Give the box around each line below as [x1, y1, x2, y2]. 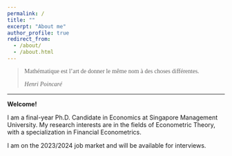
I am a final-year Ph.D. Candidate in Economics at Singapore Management [7, 113, 218, 121]
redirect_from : [7, 36, 51, 43]
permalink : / [7, 10, 45, 17]
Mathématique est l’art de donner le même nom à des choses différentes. [23, 67, 200, 75]
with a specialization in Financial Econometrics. [7, 128, 142, 136]
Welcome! [7, 99, 37, 108]
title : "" [7, 17, 36, 23]
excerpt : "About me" [7, 23, 67, 30]
